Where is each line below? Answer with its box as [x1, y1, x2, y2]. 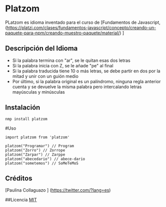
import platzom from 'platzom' [5, 135, 70, 140]
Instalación [5, 103, 41, 112]
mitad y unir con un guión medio [12, 73, 79, 79]
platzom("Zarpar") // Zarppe [5, 152, 65, 157]
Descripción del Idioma [5, 44, 78, 52]
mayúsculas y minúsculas [12, 89, 65, 95]
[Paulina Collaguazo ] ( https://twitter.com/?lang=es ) [5, 187, 111, 193]
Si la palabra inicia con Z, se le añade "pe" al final [12, 62, 113, 68]
